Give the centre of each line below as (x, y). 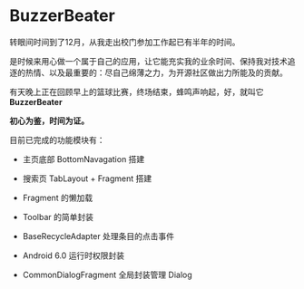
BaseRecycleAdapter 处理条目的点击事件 (98, 236)
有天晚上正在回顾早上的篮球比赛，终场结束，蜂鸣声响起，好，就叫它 (137, 92)
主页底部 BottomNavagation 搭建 (83, 159)
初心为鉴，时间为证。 (49, 120)
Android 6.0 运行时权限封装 (74, 255)
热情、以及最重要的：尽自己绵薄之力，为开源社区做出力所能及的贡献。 (156, 72)
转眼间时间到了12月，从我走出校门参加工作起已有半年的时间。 (125, 42)
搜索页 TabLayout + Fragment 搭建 (87, 178)
